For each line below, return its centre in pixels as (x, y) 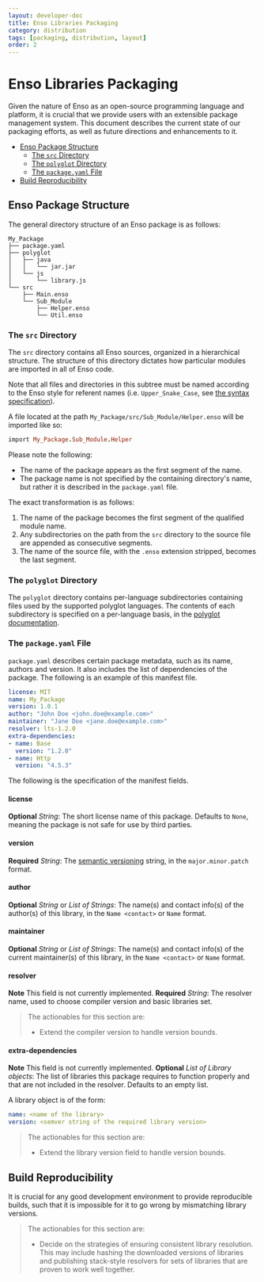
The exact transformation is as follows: (71, 502)
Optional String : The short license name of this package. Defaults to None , (128, 816)
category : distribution (47, 30)
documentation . (34, 623)
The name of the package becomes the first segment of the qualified (132, 518)
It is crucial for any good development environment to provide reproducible (130, 1196)
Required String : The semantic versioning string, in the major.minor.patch (128, 860)
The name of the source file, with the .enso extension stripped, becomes (138, 551)
